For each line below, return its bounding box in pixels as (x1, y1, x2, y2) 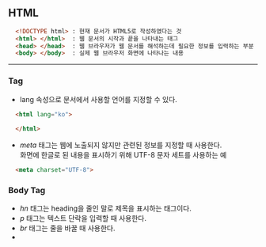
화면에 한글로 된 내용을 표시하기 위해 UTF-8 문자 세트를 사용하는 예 (19, 150, 227, 160)
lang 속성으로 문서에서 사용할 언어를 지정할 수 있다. (19, 94, 178, 104)
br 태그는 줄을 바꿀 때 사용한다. (19, 223, 116, 233)
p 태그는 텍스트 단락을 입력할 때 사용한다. (19, 214, 147, 223)
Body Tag (8, 185, 46, 196)
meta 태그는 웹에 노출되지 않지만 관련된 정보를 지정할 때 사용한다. (19, 140, 222, 150)
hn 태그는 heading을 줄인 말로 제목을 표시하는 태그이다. (19, 203, 192, 213)
